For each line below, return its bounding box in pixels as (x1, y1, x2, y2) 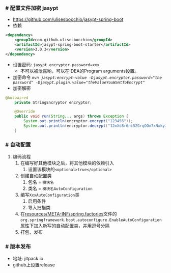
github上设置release (12, 262, 55, 268)
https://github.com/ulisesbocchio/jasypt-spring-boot (12, 16, 124, 22)
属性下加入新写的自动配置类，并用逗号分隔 (20, 223, 110, 229)
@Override (14, 109, 36, 114)
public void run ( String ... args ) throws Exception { (14, 114, 129, 119)
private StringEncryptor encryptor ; (14, 100, 93, 105)
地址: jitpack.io (12, 256, 44, 262)
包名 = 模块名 (27, 179, 54, 185)
